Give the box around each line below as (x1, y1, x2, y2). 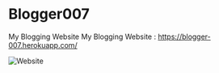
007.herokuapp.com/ (8, 40, 78, 49)
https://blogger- (157, 32, 212, 41)
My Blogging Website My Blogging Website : (8, 32, 156, 41)
